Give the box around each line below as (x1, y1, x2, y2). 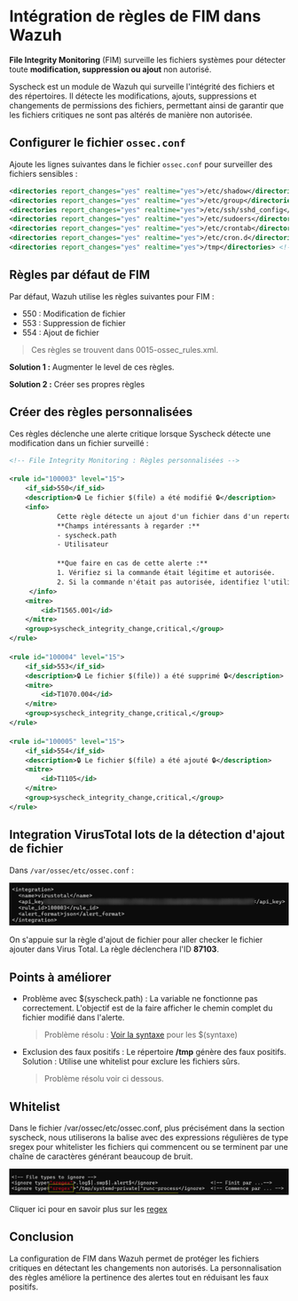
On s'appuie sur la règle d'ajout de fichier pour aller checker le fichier (9, 935, 263, 946)
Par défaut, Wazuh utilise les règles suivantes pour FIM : (9, 291, 215, 301)
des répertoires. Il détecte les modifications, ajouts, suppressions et (9, 91, 257, 101)
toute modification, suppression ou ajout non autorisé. (9, 64, 212, 75)
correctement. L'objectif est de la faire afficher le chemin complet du (21, 1002, 273, 1014)
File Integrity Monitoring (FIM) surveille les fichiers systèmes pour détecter (9, 54, 286, 65)
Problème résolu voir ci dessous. (43, 1074, 164, 1084)
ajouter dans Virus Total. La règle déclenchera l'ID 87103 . (9, 944, 220, 954)
